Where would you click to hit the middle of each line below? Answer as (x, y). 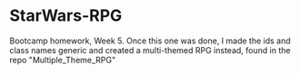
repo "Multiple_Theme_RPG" (63, 60)
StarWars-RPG (66, 16)
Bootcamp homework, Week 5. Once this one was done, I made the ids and (150, 41)
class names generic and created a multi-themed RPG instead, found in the (150, 50)
